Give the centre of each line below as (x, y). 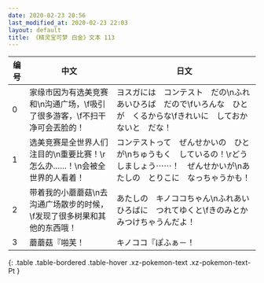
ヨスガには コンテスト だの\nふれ (183, 93)
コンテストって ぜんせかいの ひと (183, 142)
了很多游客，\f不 (60, 116)
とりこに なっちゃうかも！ (199, 178)
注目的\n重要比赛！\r (68, 154)
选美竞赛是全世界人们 (69, 142)
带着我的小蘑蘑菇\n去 (69, 193)
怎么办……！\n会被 (64, 166)
